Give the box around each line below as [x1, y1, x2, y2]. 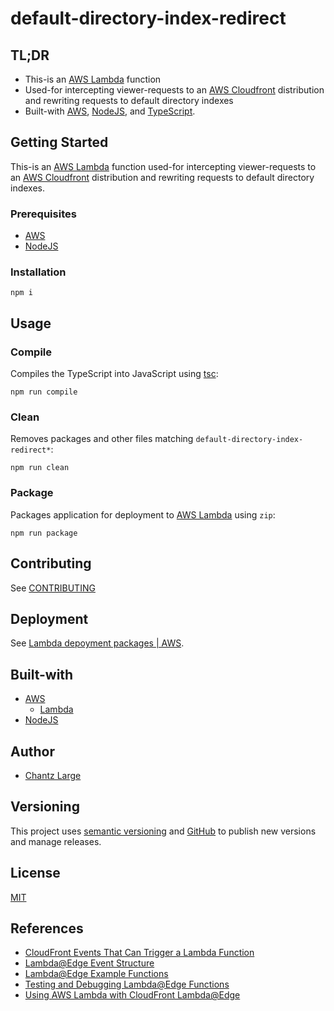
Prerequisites [10, 207, 77, 221]
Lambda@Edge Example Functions [24, 968, 169, 980]
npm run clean [10, 463, 70, 473]
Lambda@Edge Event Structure [24, 957, 155, 969]
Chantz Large [24, 769, 82, 781]
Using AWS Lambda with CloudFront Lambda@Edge [24, 989, 241, 1001]
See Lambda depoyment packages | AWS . [10, 637, 185, 649]
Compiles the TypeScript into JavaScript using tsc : [10, 368, 219, 380]
